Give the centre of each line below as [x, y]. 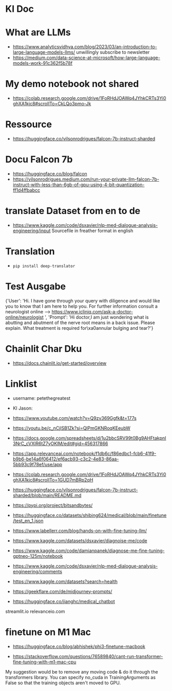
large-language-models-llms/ [44, 52]
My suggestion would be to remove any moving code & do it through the [82, 671]
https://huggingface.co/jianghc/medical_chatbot [64, 601]
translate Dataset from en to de [73, 211]
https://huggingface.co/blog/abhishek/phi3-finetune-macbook [79, 646]
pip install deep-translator [44, 266]
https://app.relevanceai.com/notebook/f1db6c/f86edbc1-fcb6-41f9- [84, 453]
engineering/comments [37, 571]
